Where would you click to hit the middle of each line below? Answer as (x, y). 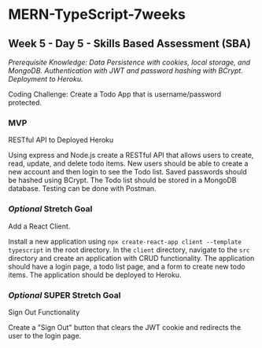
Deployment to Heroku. (46, 79)
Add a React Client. (39, 226)
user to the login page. (45, 335)
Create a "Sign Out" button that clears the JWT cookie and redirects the (125, 327)
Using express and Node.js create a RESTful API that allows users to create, (131, 156)
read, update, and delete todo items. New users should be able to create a (128, 163)
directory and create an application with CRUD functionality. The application (131, 258)
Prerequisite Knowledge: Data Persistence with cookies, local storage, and (129, 62)
